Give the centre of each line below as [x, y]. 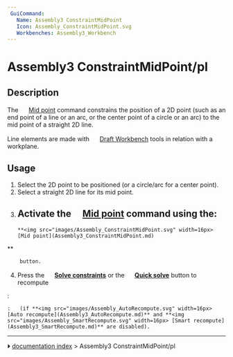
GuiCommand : [27, 13]
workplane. [23, 147]
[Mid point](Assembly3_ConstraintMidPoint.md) [86, 236]
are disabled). [128, 327]
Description [33, 92]
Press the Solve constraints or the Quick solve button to [107, 275]
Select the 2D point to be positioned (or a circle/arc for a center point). [118, 185]
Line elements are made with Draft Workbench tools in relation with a [110, 139]
